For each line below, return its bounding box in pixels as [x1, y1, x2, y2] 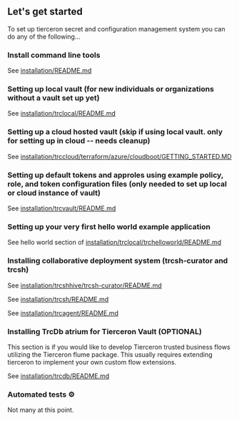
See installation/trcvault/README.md [7, 204, 116, 213]
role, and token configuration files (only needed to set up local [7, 178, 227, 188]
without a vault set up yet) [7, 93, 100, 103]
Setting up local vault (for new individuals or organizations [7, 84, 214, 94]
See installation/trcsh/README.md [7, 295, 109, 303]
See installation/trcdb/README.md [7, 371, 110, 380]
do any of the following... [7, 32, 81, 41]
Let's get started [7, 6, 83, 18]
